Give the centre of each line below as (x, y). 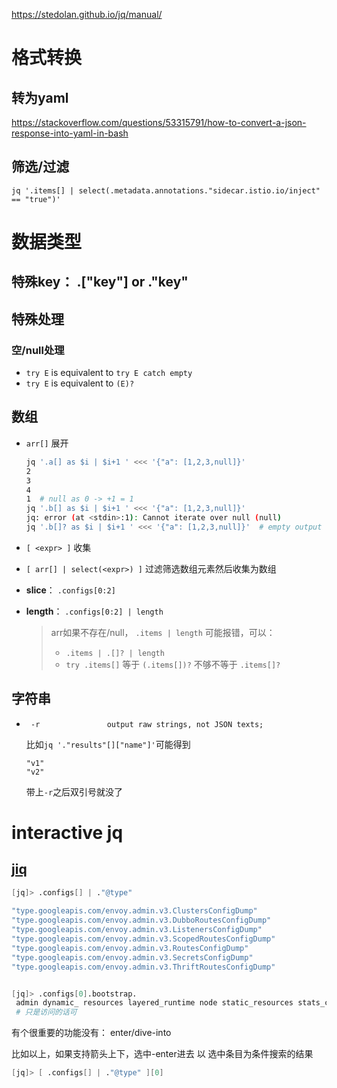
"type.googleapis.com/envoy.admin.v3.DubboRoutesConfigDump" (141, 920)
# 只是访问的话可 (46, 1012)
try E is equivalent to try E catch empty (109, 373)
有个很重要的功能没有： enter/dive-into (91, 1033)
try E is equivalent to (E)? (80, 383)
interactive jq (67, 832)
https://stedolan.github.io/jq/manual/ (87, 14)
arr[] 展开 (47, 443)
